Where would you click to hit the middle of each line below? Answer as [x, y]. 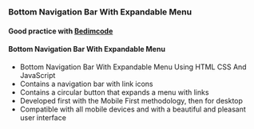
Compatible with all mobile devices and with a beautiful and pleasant [133, 109]
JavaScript [38, 75]
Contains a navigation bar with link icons [86, 84]
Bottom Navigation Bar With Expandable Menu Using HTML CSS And [133, 67]
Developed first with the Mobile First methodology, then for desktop [131, 100]
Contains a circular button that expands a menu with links [114, 92]
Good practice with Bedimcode [61, 31]
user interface [43, 117]
